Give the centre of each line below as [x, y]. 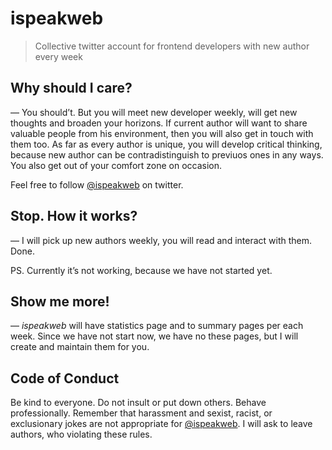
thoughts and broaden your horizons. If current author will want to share [159, 123]
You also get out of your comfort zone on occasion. [116, 165]
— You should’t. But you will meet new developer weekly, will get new [154, 112]
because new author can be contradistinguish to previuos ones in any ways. [167, 154]
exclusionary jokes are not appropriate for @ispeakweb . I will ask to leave [161, 424]
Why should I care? [71, 88]
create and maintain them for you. [80, 347]
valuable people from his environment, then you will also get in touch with [162, 133]
